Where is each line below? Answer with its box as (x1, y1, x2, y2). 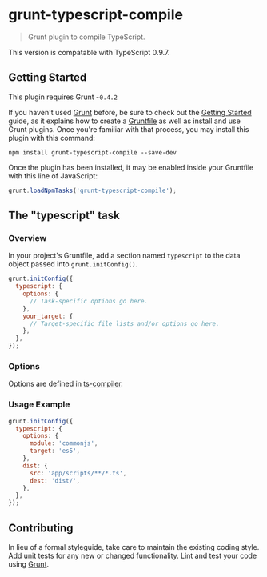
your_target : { (22, 312, 74, 320)
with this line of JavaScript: (8, 170, 98, 181)
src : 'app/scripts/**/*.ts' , (29, 469, 127, 477)
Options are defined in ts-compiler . (8, 379, 123, 389)
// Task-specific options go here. (29, 297, 149, 305)
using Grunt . (8, 559, 50, 569)
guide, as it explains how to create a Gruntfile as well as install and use (8, 116, 241, 126)
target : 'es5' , (29, 447, 81, 455)
